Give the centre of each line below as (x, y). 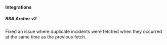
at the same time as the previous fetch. (46, 37)
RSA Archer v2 (21, 19)
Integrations (18, 7)
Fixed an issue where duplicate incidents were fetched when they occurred (84, 31)
